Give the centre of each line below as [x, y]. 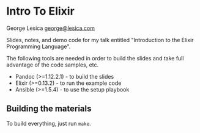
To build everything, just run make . [49, 123]
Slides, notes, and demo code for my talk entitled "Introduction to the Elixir [100, 40]
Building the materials [49, 109]
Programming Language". [39, 46]
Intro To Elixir [40, 11]
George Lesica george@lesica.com [50, 28]
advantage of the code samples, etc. [53, 65]
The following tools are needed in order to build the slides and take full [95, 58]
